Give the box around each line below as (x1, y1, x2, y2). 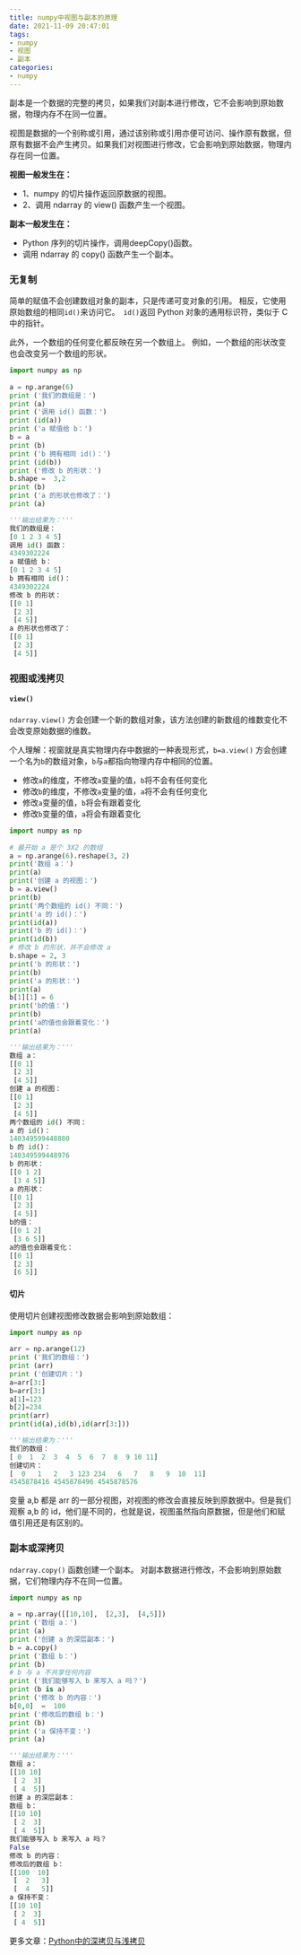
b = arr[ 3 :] (9, 1386, 47, 1395)
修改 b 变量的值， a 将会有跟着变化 (21, 808, 142, 819)
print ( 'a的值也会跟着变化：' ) (9, 1018, 110, 1027)
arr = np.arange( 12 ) (9, 1345, 87, 1354)
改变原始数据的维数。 (16, 725, 96, 736)
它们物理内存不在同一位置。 (24, 1575, 127, 1586)
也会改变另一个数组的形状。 (9, 348, 112, 359)
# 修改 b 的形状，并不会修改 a (9, 943, 111, 952)
